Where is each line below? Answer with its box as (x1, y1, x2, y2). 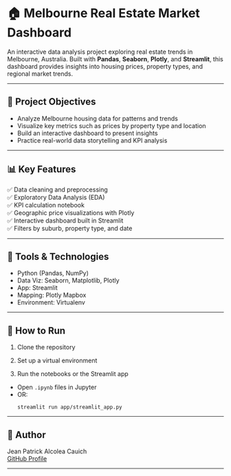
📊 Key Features (7, 163, 76, 176)
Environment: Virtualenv (16, 298, 86, 307)
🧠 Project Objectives (7, 96, 96, 107)
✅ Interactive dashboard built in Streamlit (7, 216, 124, 225)
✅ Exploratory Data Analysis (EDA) (7, 193, 105, 201)
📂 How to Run (7, 324, 66, 336)
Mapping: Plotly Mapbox (16, 291, 87, 300)
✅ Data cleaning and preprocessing (7, 185, 108, 194)
